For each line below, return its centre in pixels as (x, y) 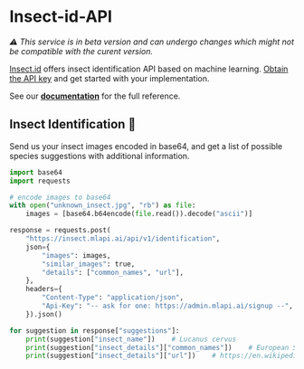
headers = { (44, 289)
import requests (40, 181)
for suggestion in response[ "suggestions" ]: (95, 331)
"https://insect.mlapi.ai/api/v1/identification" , (123, 239)
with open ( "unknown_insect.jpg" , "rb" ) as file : (103, 205)
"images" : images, (76, 255)
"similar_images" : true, (89, 264)
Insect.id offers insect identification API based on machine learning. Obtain (149, 69)
